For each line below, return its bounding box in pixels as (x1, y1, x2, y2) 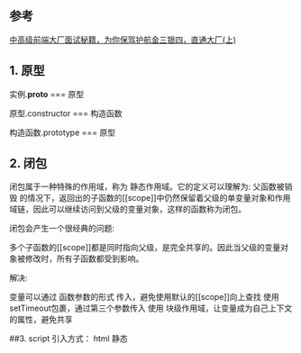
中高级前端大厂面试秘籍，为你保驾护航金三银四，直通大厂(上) (9, 34, 237, 45)
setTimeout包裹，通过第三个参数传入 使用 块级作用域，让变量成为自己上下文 (9, 303, 293, 313)
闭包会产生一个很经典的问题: (9, 223, 115, 234)
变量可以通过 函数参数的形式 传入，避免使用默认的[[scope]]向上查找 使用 (9, 292, 279, 303)
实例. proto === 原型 (9, 88, 85, 99)
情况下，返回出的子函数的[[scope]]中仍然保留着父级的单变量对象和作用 (26, 193, 291, 204)
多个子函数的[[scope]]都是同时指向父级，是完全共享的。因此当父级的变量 (9, 242, 281, 253)
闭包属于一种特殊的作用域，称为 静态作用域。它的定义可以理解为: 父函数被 (9, 181, 285, 192)
